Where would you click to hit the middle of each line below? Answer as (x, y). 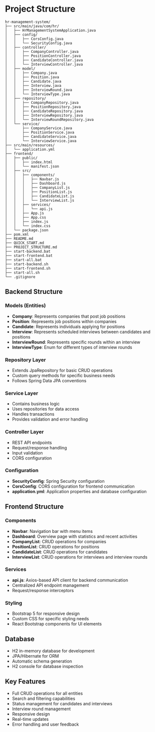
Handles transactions (33, 414)
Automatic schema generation (42, 661)
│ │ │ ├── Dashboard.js (35, 183)
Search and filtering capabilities (44, 698)
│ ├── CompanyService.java (39, 128)
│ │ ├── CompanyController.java (42, 51)
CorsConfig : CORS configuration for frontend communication (73, 486)
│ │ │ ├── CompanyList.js (37, 187)
